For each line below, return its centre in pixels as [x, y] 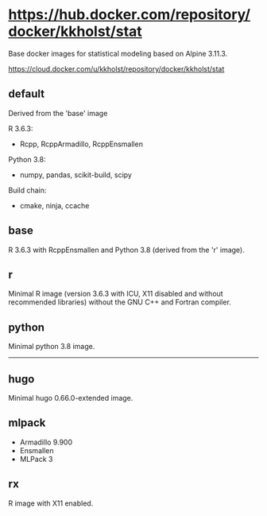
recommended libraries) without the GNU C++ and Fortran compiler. [120, 302]
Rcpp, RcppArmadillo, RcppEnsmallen [81, 144]
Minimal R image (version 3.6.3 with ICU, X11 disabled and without [116, 294]
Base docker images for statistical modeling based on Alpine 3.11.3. [118, 53]
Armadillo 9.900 [46, 442]
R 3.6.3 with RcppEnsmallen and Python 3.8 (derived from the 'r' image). [126, 250]
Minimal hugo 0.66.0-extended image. [71, 398]
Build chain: [27, 190]
